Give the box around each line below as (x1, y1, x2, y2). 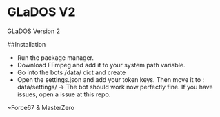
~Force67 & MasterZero (7, 103, 74, 111)
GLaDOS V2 (7, 4, 76, 20)
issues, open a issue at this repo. (17, 90, 111, 98)
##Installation (7, 40, 46, 48)
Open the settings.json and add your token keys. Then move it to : (17, 75, 205, 83)
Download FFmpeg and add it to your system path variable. (17, 61, 186, 69)
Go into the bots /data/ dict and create (17, 68, 126, 76)
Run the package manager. (17, 53, 94, 62)
